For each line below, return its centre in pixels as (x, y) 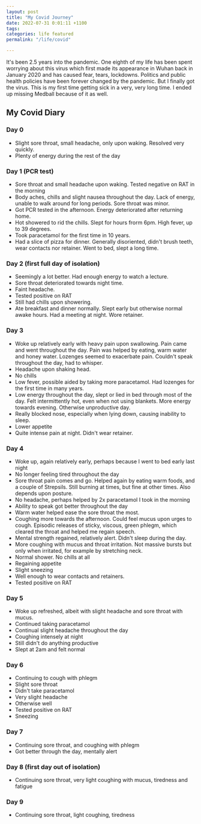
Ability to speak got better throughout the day (71, 506)
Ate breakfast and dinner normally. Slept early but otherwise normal (99, 308)
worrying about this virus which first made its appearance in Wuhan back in (100, 68)
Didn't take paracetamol (45, 691)
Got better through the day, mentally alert (66, 751)
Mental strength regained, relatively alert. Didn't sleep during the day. (101, 538)
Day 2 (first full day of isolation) (53, 263)
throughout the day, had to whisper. (59, 362)
